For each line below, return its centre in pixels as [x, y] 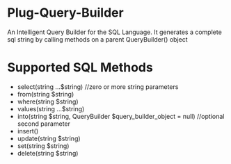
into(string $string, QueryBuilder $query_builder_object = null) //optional [121, 116]
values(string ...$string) [51, 108]
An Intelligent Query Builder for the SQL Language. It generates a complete [115, 32]
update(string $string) [49, 138]
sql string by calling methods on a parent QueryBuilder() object [97, 39]
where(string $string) [48, 101]
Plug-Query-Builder [65, 13]
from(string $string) [46, 94]
